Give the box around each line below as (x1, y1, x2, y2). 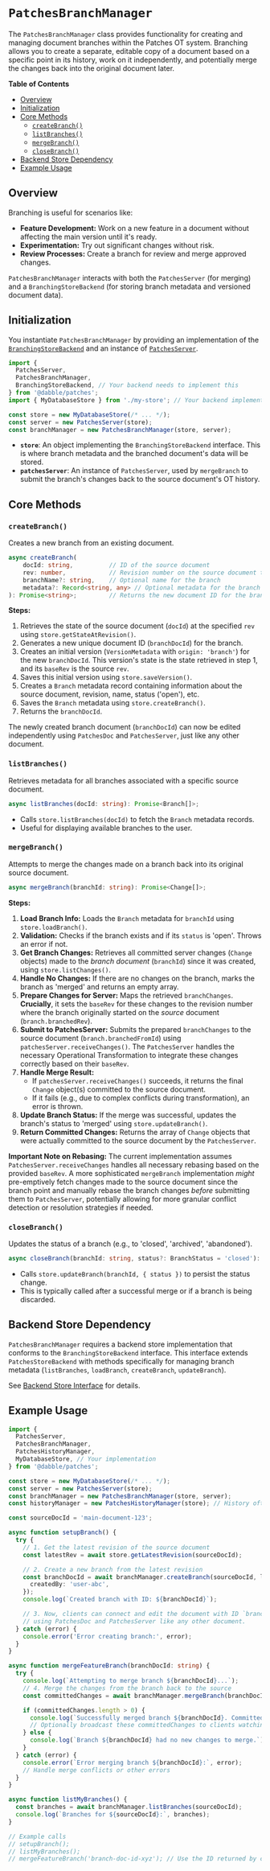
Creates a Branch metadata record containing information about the (19, 681, 243, 691)
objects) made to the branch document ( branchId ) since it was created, (19, 956, 256, 966)
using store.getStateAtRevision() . (19, 630, 137, 639)
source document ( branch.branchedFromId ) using (19, 1033, 182, 1042)
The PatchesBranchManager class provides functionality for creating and (8, 29, 243, 39)
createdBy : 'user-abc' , (29, 1581, 110, 1589)
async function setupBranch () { (8, 1528, 117, 1537)
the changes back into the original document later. (8, 63, 175, 73)
